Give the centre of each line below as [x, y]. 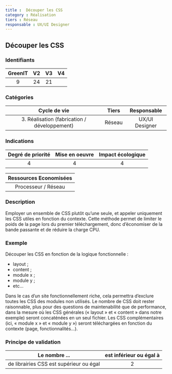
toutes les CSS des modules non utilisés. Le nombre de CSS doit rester [80, 301]
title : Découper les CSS [34, 10]
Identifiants [20, 60]
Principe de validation [33, 342]
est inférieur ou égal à [132, 355]
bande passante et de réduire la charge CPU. [53, 229]
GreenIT [18, 73]
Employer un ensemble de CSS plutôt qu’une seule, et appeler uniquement [84, 213]
